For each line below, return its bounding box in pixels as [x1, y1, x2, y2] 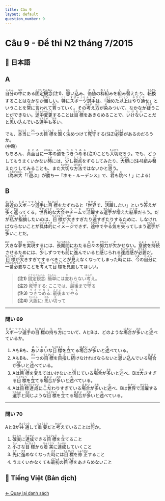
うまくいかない [17, 158, 48, 164]
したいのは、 [27, 216, 53, 222]
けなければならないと [75, 355, 118, 361]
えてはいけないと [37, 370, 72, 376]
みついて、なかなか [108, 105, 147, 111]
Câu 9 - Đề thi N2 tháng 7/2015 [5, 37, 134, 49]
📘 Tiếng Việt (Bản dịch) [5, 473, 77, 482]
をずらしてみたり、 [82, 158, 121, 164]
